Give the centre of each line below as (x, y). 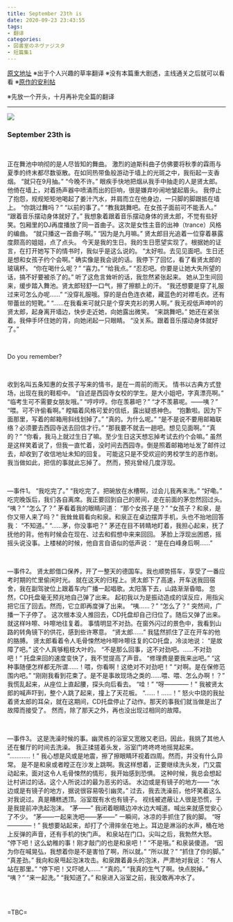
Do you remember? (35, 357)
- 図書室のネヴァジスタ (36, 46)
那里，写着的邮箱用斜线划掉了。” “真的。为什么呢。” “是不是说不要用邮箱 (114, 419)
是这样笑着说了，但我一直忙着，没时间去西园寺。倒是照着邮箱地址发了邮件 (113, 445)
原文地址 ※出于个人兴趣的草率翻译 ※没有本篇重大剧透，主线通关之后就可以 (113, 73)
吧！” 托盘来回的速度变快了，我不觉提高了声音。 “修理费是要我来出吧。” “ (111, 658)
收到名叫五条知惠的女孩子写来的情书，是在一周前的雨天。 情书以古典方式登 (114, 385)
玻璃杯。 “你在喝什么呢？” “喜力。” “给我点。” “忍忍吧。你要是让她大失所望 (111, 268)
